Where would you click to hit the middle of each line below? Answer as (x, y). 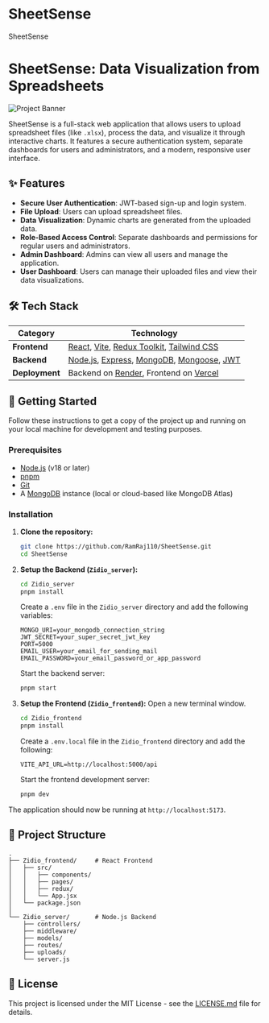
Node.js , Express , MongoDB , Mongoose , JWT (154, 359)
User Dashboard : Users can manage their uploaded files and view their (139, 271)
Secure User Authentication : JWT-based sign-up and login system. (133, 203)
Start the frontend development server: (85, 780)
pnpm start (38, 688)
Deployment (36, 373)
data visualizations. (52, 280)
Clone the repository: (56, 532)
